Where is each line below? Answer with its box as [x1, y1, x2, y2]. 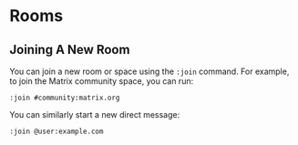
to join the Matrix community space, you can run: [9, 76, 194, 87]
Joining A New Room [9, 42, 130, 57]
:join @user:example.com [9, 127, 104, 136]
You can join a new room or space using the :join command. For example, [9, 66, 290, 77]
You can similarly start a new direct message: [9, 109, 180, 119]
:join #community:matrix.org [9, 93, 120, 102]
